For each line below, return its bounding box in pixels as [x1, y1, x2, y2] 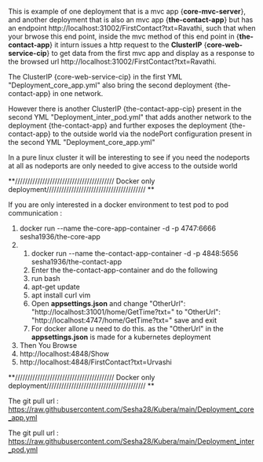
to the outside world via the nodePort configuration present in [52, 129, 253, 139]
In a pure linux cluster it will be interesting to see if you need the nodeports [8, 153, 250, 162]
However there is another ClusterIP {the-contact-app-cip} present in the [8, 104, 242, 113]
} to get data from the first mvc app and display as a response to [46, 49, 255, 57]
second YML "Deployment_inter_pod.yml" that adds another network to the [8, 113, 252, 121]
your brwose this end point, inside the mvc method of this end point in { [8, 31, 239, 41]
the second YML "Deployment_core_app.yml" [8, 138, 155, 146]
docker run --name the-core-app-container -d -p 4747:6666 [19, 224, 217, 233]
